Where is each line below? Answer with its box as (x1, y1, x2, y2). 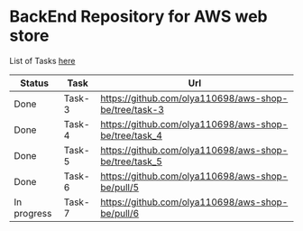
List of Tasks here (9, 55, 76, 66)
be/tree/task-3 (100, 103, 165, 115)
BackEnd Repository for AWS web (9, 6, 268, 27)
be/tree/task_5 (100, 155, 162, 168)
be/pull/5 (100, 180, 140, 193)
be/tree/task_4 (100, 129, 162, 142)
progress (14, 207, 52, 219)
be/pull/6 (100, 207, 140, 219)
